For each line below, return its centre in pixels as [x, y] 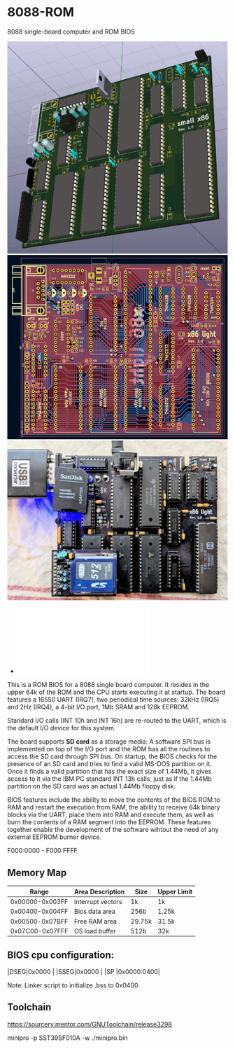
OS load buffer [95, 931]
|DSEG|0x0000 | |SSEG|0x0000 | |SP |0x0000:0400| [84, 972]
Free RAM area [96, 921]
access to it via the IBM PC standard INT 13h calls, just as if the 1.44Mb [109, 779]
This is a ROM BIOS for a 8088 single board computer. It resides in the [108, 685]
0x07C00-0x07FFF [39, 931]
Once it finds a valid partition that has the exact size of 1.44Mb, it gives [109, 772]
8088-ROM [41, 12]
